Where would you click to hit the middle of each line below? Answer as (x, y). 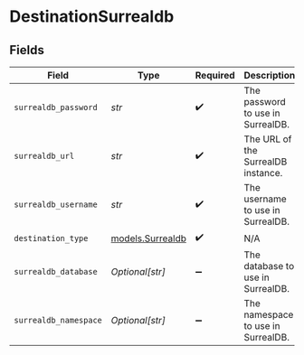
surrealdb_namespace (58, 320)
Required (215, 75)
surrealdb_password (56, 107)
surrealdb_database (56, 271)
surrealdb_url (44, 156)
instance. (263, 173)
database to (269, 266)
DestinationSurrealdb (92, 17)
